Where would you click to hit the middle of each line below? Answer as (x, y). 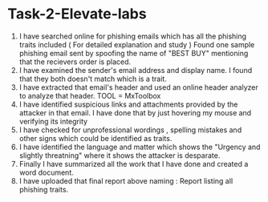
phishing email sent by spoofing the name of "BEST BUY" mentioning (134, 53)
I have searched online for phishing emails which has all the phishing (132, 36)
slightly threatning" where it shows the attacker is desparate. (120, 155)
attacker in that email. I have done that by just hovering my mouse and (135, 112)
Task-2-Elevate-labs (77, 14)
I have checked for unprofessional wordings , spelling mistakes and (130, 130)
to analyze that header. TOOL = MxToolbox (90, 95)
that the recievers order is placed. (75, 62)
